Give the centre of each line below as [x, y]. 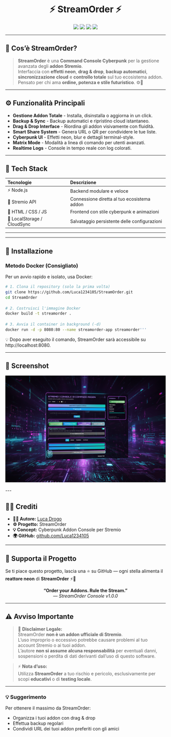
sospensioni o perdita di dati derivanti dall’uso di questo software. [87, 656]
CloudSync [19, 224]
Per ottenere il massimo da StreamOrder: [48, 708]
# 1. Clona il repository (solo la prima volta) [58, 287]
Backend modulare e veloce [99, 191]
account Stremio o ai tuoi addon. [52, 645]
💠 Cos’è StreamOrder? [41, 48]
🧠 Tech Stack [26, 168]
